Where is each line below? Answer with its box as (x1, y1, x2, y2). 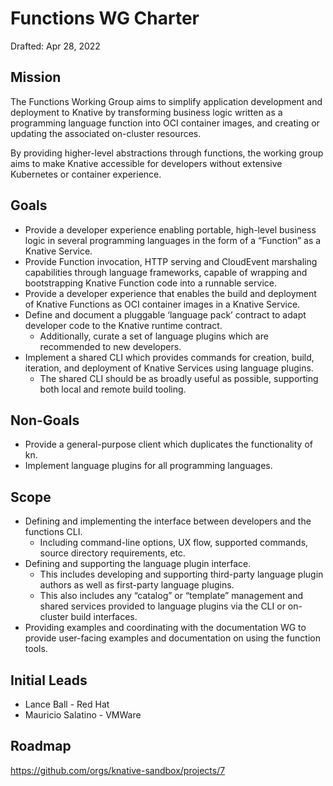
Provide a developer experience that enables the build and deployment (24, 287, 317, 299)
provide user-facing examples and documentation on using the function (24, 632, 321, 644)
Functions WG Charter (10, 7, 200, 30)
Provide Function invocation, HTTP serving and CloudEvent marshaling (24, 255, 318, 267)
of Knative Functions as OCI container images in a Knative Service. (24, 298, 301, 310)
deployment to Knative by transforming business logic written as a (10, 106, 283, 118)
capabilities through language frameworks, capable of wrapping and (24, 266, 308, 278)
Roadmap (10, 738, 72, 755)
